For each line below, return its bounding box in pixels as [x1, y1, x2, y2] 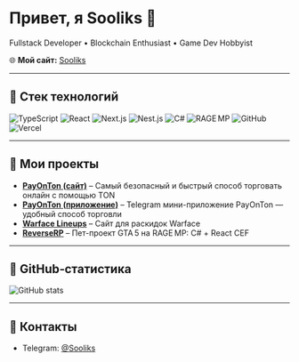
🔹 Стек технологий [9, 89, 118, 105]
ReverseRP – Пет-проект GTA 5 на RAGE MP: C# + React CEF [21, 227, 249, 238]
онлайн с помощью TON [21, 189, 116, 200]
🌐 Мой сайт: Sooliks [9, 54, 86, 65]
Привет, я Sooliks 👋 [9, 8, 158, 28]
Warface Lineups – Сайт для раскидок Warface [21, 218, 201, 229]
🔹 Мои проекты [9, 157, 100, 172]
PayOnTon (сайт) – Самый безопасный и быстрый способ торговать [21, 180, 283, 190]
